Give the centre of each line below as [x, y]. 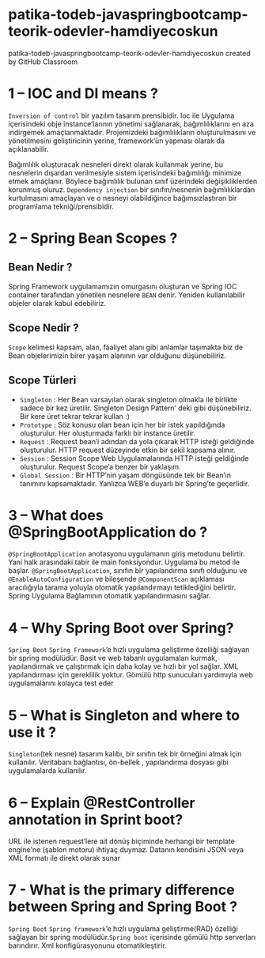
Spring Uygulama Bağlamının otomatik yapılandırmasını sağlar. [110, 596]
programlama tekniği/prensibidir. [61, 206]
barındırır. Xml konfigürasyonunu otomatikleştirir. [88, 945]
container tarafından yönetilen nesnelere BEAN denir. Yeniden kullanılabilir [127, 295]
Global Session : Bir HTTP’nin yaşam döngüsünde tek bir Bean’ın [125, 475]
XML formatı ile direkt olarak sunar [64, 858]
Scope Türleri [42, 381]
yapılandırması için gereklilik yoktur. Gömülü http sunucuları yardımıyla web [131, 675]
